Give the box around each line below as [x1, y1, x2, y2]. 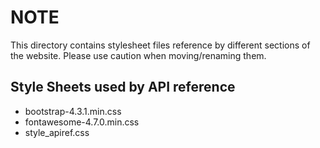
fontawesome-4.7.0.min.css [24, 116, 140, 128]
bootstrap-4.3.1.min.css [24, 105, 122, 117]
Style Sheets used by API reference [10, 79, 236, 96]
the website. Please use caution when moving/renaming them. [10, 49, 267, 61]
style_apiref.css [24, 126, 90, 138]
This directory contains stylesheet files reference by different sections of [10, 39, 311, 51]
